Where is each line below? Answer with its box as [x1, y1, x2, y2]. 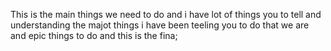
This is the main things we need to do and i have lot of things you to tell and [10, 9, 322, 20]
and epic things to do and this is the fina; [10, 30, 178, 41]
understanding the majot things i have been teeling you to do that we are [10, 19, 310, 31]
